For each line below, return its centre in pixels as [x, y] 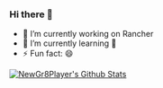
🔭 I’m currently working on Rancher [88, 34]
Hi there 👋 [32, 14]
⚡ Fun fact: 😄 [48, 54]
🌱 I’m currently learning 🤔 [69, 43]
